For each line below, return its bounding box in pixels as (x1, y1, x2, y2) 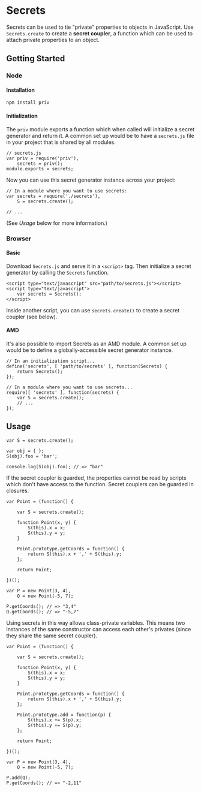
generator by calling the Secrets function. (6, 269, 109, 276)
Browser (6, 234, 32, 243)
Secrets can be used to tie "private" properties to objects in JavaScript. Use (6, 23, 194, 31)
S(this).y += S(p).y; (28, 722, 82, 728)
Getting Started (6, 53, 65, 64)
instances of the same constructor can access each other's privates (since (6, 625, 191, 633)
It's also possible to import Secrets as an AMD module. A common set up (6, 340, 187, 347)
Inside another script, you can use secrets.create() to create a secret (6, 306, 180, 314)
